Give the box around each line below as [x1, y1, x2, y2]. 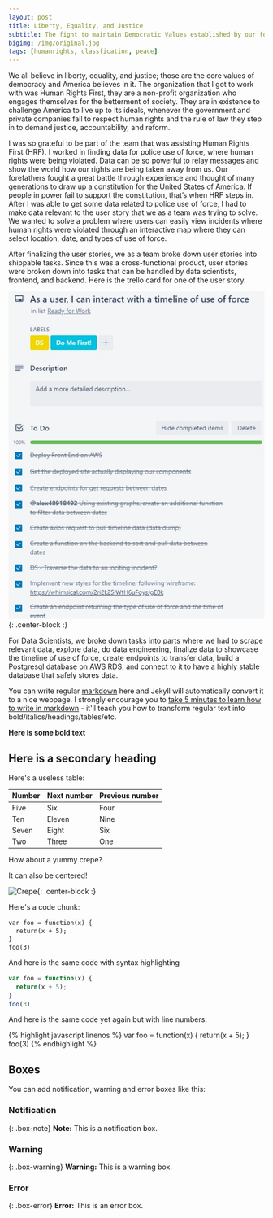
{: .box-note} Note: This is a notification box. [8, 1123, 158, 1133]
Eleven [47, 814, 70, 823]
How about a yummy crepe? [8, 854, 103, 864]
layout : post [8, 13, 53, 21]
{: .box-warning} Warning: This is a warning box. [8, 1162, 173, 1172]
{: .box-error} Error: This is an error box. [8, 1201, 144, 1211]
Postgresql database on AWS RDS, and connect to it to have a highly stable [8, 661, 260, 671]
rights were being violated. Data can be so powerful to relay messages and [8, 155, 259, 166]
